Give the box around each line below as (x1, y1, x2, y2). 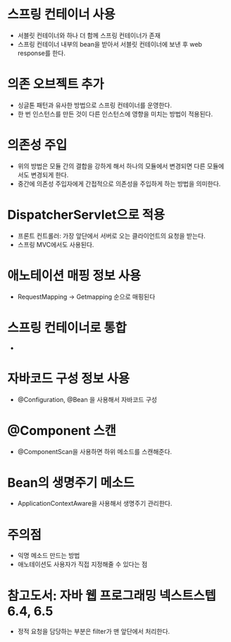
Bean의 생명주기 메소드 (7, 475, 135, 491)
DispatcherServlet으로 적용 (7, 207, 166, 222)
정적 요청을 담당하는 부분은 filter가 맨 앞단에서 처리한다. (17, 627, 170, 636)
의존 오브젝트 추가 (7, 76, 104, 93)
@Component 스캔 (7, 422, 116, 439)
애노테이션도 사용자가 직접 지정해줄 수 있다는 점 (17, 560, 148, 569)
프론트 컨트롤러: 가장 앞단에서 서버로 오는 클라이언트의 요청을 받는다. (17, 231, 206, 240)
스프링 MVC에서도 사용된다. (17, 240, 94, 249)
